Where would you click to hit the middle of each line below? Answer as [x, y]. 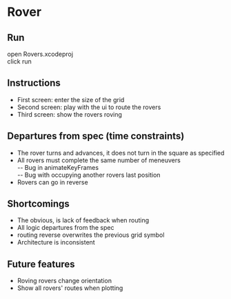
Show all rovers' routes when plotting [70, 288]
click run [20, 61]
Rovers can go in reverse [52, 182]
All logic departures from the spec [66, 228]
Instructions [34, 83]
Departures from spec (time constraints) [96, 136]
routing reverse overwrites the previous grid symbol [91, 235]
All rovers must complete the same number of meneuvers [99, 160]
